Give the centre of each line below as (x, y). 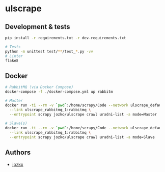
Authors (18, 153)
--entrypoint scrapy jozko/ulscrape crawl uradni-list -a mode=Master (83, 114)
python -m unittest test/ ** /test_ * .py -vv (49, 51)
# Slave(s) (16, 123)
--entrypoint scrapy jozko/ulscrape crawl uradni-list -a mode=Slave (82, 137)
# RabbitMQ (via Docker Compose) (39, 87)
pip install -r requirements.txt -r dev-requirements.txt (66, 38)
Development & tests (38, 27)
